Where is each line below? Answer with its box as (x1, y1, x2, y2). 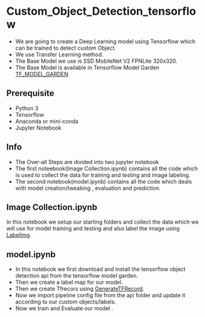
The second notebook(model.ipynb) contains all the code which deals (15, 178, 192, 185)
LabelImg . (6, 232, 32, 239)
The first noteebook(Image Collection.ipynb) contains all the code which (15, 165, 198, 172)
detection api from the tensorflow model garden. (15, 272, 138, 280)
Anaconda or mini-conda (15, 117, 79, 125)
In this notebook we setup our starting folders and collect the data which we (6, 218, 199, 225)
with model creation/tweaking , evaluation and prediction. (15, 184, 161, 192)
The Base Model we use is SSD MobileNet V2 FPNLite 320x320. (15, 57, 178, 65)
